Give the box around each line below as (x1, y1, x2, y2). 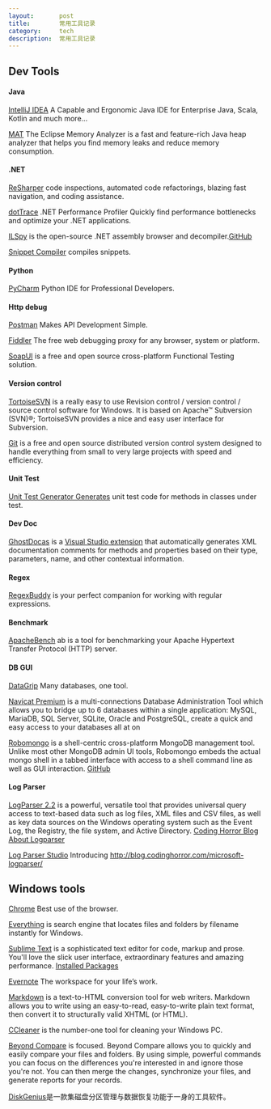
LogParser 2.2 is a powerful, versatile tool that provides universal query (8, 800, 247, 810)
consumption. (8, 146, 54, 156)
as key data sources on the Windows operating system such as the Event (8, 817, 252, 827)
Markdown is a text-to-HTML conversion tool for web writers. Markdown (8, 992, 251, 1001)
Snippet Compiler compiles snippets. (8, 248, 131, 257)
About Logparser (8, 834, 65, 844)
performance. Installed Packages (8, 960, 119, 971)
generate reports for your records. (8, 1075, 123, 1085)
